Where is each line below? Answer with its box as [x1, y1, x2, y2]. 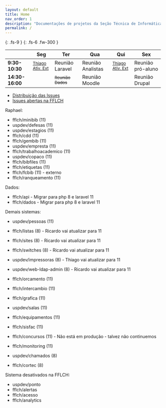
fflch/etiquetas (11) [12, 164, 50, 170]
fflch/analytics [12, 397, 42, 404]
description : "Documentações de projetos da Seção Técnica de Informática [5, 21, 163, 26]
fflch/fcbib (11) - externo [12, 169, 62, 176]
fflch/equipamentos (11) [12, 314, 60, 320]
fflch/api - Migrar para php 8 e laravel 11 [12, 194, 94, 200]
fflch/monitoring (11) [12, 343, 53, 349]
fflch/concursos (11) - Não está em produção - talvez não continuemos [12, 334, 157, 340]
